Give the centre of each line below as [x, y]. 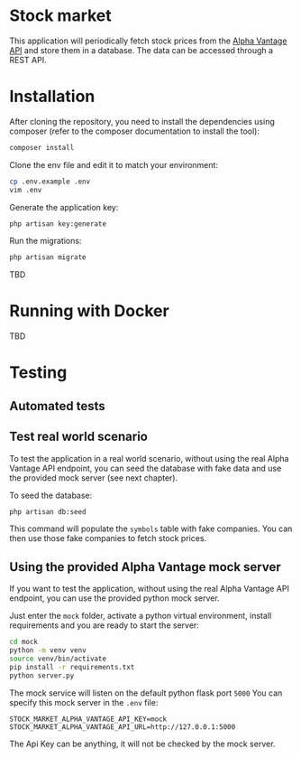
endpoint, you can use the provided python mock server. [114, 598]
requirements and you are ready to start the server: [105, 625]
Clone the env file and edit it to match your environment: [114, 164]
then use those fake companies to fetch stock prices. [108, 538]
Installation [52, 97]
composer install [42, 147]
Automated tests [57, 406]
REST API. [28, 60]
